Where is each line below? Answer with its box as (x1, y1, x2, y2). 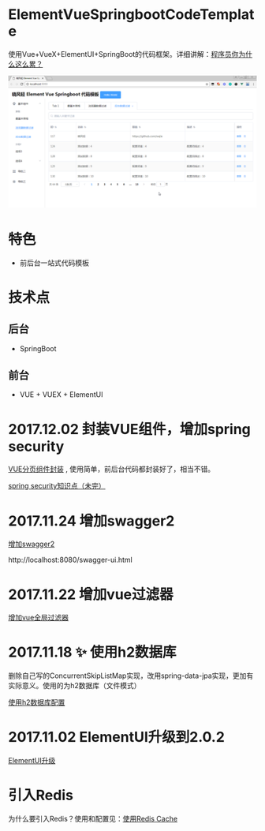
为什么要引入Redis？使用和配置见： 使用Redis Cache (8, 814, 178, 824)
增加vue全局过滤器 (8, 613, 69, 623)
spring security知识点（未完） (8, 481, 106, 491)
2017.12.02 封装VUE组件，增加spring (8, 420, 251, 438)
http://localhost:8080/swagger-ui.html (8, 555, 132, 565)
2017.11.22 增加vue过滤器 (8, 586, 174, 603)
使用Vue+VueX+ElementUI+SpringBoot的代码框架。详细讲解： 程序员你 (8, 49, 239, 58)
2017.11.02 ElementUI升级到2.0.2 (8, 728, 225, 747)
